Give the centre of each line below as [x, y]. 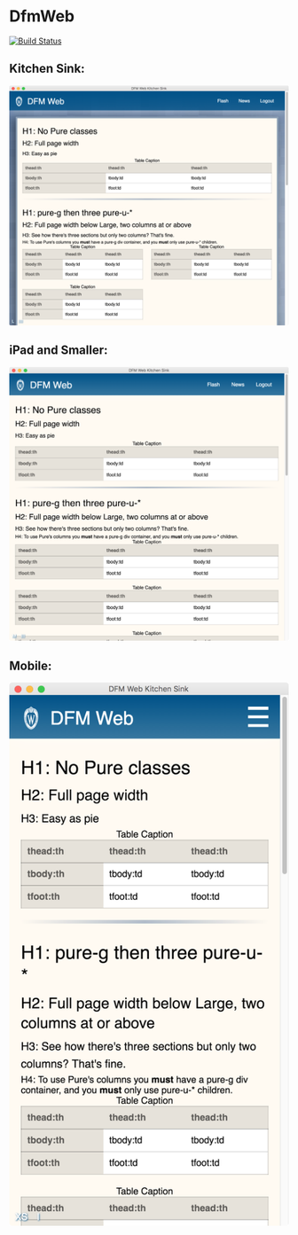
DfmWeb [42, 16]
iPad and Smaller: [59, 351]
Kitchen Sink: [47, 69]
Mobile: [31, 665]
